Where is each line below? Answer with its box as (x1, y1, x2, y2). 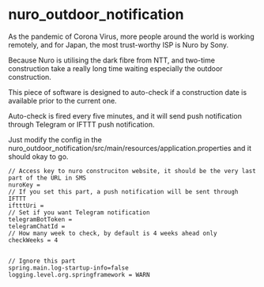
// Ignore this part (8, 257, 77, 265)
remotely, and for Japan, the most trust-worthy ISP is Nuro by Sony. (8, 40, 229, 49)
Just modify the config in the (8, 134, 103, 144)
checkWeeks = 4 (8, 236, 58, 244)
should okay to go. (8, 152, 69, 161)
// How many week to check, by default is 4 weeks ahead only (8, 229, 217, 237)
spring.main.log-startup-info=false (8, 263, 129, 272)
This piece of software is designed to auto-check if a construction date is (8, 87, 247, 96)
